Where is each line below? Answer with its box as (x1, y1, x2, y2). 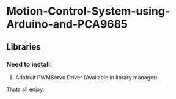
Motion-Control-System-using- (6, 4, 170, 18)
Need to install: (6, 60, 53, 68)
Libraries (6, 42, 41, 52)
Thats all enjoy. (6, 86, 45, 93)
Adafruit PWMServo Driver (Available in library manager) (15, 73, 158, 81)
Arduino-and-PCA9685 (6, 17, 128, 31)
